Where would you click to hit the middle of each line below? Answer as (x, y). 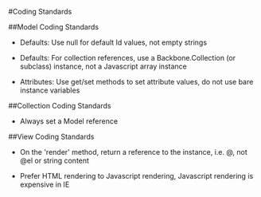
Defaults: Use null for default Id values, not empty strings (113, 42)
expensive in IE (45, 184)
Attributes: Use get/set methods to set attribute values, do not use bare (136, 82)
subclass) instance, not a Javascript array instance (103, 66)
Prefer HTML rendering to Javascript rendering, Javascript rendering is (136, 176)
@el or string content (55, 160)
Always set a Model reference (68, 121)
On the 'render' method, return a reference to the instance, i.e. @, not (134, 152)
